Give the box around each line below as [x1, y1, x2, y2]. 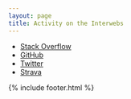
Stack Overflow [19, 41, 72, 51]
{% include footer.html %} [8, 82, 95, 93]
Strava [19, 67, 42, 76]
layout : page [8, 11, 52, 20]
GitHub [19, 50, 44, 60]
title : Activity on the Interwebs [8, 19, 125, 27]
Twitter [19, 58, 44, 68]
